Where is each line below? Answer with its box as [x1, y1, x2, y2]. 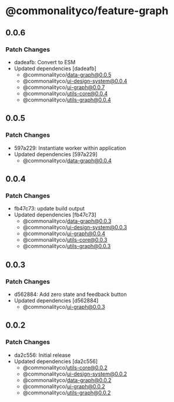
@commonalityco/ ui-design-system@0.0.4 [22, 77, 128, 84]
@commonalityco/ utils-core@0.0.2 [22, 364, 108, 371]
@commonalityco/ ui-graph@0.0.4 [22, 230, 106, 237]
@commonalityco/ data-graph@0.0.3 [22, 218, 112, 225]
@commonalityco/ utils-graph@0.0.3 [22, 243, 111, 250]
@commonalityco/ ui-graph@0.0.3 [22, 303, 105, 310]
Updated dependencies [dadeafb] [14, 65, 96, 72]
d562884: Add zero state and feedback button [14, 291, 127, 298]
